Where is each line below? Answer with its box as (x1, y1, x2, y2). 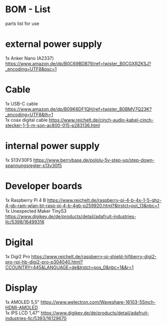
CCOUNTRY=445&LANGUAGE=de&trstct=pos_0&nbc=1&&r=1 (5, 264, 133, 270)
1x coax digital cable (5, 117, 48, 123)
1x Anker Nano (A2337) (5, 55, 54, 61)
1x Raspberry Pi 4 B (5, 197, 46, 203)
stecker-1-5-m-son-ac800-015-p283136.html (5, 122, 101, 128)
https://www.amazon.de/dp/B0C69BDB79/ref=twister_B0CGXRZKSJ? (5, 60, 151, 67)
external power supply (5, 38, 103, 50)
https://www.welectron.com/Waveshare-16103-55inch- (40, 299, 156, 305)
